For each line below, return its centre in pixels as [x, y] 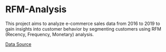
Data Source [18, 44]
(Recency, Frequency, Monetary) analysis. [50, 34]
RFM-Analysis [36, 9]
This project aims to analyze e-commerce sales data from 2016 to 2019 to [83, 23]
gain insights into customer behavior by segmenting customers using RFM [84, 29]
